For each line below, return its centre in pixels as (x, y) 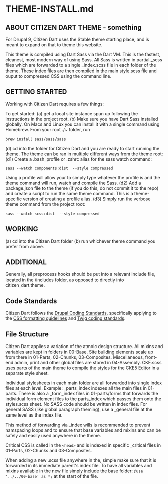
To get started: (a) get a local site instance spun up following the (72, 113)
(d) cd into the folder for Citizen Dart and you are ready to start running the (82, 148)
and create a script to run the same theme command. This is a (69, 193)
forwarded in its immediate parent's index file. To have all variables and (79, 466)
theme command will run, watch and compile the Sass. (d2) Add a (73, 183)
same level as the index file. (34, 415)
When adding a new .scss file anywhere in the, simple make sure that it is (81, 460)
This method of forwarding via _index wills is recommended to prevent (78, 425)
